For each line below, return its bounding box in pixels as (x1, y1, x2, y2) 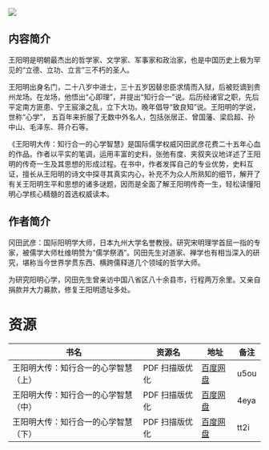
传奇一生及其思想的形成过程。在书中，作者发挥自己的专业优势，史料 (22, 159, 247, 168)
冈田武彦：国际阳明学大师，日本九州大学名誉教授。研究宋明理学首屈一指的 (8, 237, 254, 247)
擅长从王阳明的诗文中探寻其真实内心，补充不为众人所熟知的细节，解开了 (22, 169, 261, 179)
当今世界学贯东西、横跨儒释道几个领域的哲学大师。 (35, 257, 205, 267)
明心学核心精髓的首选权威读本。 (8, 189, 114, 199)
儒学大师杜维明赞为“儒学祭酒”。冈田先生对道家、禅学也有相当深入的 (29, 247, 254, 257)
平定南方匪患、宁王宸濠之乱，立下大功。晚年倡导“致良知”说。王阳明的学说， (8, 102, 260, 111)
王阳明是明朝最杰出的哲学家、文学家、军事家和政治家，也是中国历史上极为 (8, 54, 254, 64)
